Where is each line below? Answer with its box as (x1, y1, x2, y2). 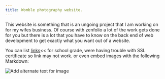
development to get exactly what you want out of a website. (5, 37, 130, 44)
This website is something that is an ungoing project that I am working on (5, 21, 158, 27)
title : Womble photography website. (5, 7, 83, 13)
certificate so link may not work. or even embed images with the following (5, 53, 160, 59)
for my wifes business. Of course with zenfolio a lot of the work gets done (5, 26, 160, 33)
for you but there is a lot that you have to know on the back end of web (5, 32, 154, 38)
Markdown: (5, 58, 29, 64)
